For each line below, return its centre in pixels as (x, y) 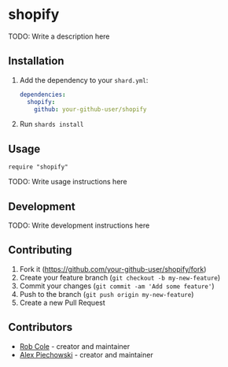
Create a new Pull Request (63, 302)
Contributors (40, 327)
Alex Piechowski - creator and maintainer (86, 354)
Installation (36, 61)
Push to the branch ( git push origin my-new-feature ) (107, 294)
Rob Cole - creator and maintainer (75, 346)
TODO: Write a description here (59, 36)
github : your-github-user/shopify (90, 109)
